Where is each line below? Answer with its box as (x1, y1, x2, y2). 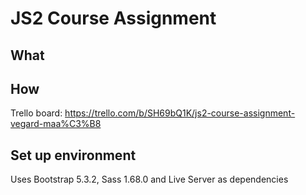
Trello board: (10, 107, 63, 119)
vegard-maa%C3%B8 (10, 118, 102, 130)
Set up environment (10, 147, 137, 164)
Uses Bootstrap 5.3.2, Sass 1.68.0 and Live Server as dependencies (10, 173, 289, 186)
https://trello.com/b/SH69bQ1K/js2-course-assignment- (64, 107, 296, 119)
